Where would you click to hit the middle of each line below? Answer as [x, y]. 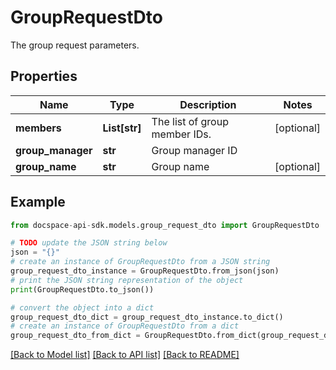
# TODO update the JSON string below [89, 243]
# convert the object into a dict [82, 307]
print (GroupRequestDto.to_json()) [82, 289]
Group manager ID [194, 150]
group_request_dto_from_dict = [75, 336]
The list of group [190, 121]
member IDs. [181, 134]
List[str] [122, 128]
